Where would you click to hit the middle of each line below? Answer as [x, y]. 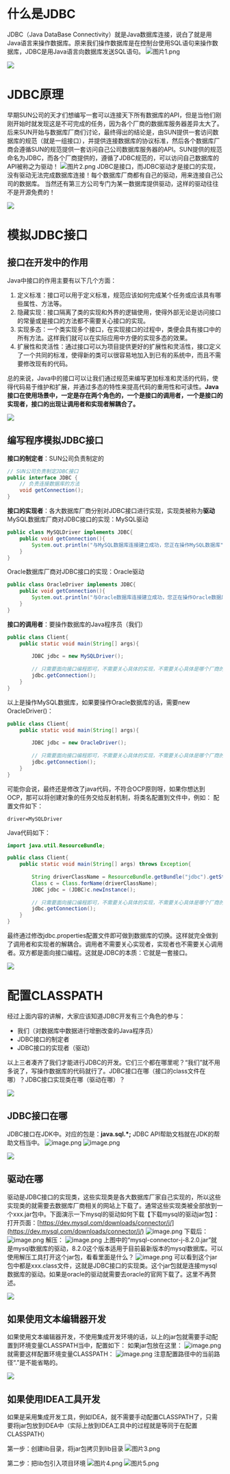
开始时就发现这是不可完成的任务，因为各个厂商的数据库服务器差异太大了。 [118, 123]
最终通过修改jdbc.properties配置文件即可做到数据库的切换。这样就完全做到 [113, 936]
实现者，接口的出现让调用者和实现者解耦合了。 [73, 404]
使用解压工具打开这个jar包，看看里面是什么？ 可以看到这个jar [112, 1257]
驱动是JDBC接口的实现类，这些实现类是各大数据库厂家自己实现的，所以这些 [114, 1197]
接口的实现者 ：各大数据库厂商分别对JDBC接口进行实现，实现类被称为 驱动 [111, 511]
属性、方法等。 [44, 303]
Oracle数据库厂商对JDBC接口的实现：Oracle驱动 [76, 572]
